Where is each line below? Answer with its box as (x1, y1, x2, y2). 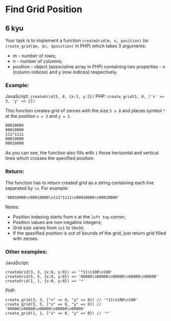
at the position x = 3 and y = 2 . (5, 113, 71, 119)
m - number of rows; (12, 53, 56, 59)
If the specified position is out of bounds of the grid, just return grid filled (12, 230, 166, 236)
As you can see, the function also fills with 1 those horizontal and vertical (5, 150, 159, 156)
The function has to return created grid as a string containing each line (5, 180, 154, 186)
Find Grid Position (5, 4, 83, 15)
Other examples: (5, 248, 47, 255)
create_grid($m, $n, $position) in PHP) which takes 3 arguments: (5, 43, 146, 49)
